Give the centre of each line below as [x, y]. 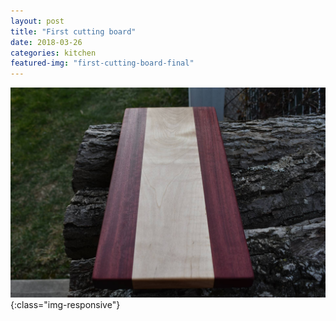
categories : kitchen [53, 53]
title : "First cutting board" [73, 31]
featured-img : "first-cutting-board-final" [102, 63]
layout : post [37, 21]
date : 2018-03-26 [46, 42]
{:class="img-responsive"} [65, 304]
